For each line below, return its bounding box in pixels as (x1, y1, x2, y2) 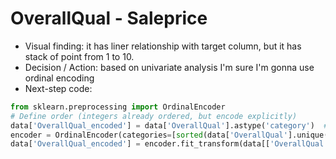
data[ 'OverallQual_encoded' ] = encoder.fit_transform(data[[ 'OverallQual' (10, 139, 329, 149)
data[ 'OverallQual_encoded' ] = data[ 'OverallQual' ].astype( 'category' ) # (10, 120, 329, 131)
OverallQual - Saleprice (10, 7, 208, 30)
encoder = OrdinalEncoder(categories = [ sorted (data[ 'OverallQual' (10, 130, 288, 140)
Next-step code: (24, 82, 93, 94)
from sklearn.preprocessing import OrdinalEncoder (10, 102, 226, 112)
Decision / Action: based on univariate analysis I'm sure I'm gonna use (24, 61, 315, 73)
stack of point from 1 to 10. (24, 50, 135, 62)
